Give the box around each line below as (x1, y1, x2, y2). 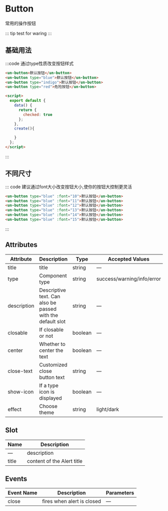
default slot (39, 318, 66, 325)
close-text (7, 367, 33, 374)
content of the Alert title (26, 457, 82, 464)
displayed (39, 395, 62, 402)
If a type (39, 382, 59, 389)
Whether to (39, 340, 66, 347)
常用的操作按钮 (5, 20, 36, 26)
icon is (39, 388, 55, 395)
